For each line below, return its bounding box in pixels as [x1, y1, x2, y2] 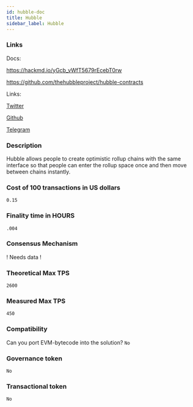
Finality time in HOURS [6, 211, 75, 220]
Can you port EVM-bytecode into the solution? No [6, 338, 130, 346]
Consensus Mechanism [6, 240, 78, 248]
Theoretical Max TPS [6, 268, 70, 277]
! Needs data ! [6, 253, 42, 261]
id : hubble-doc [6, 9, 45, 15]
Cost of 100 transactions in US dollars [6, 183, 121, 192]
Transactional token [6, 382, 67, 390]
